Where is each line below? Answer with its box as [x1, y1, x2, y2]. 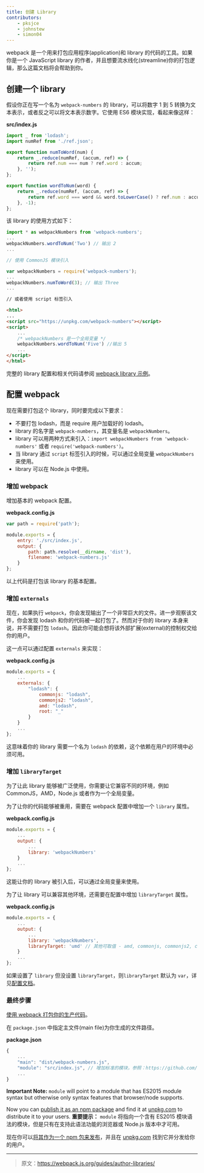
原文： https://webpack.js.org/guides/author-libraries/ [21, 1160, 155, 1167]
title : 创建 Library [6, 9, 56, 15]
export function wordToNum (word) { [6, 183, 97, 189]
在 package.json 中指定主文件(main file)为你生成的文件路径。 [6, 1024, 158, 1031]
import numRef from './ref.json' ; [6, 138, 94, 144]
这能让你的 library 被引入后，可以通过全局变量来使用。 [6, 878, 143, 885]
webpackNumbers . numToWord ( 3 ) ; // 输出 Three [6, 279, 119, 286]
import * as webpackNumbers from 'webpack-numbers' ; [6, 229, 143, 235]
